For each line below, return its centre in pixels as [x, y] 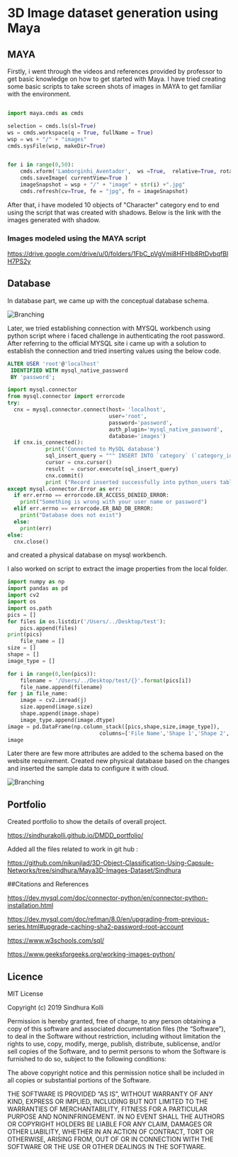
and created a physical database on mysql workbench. [87, 555]
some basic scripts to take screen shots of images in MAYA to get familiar [114, 86]
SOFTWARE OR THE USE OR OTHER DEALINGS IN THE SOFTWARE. [107, 1147]
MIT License [25, 994]
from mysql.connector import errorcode [66, 396]
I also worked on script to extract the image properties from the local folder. [118, 569]
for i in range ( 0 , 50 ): [41, 165]
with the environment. [39, 94]
